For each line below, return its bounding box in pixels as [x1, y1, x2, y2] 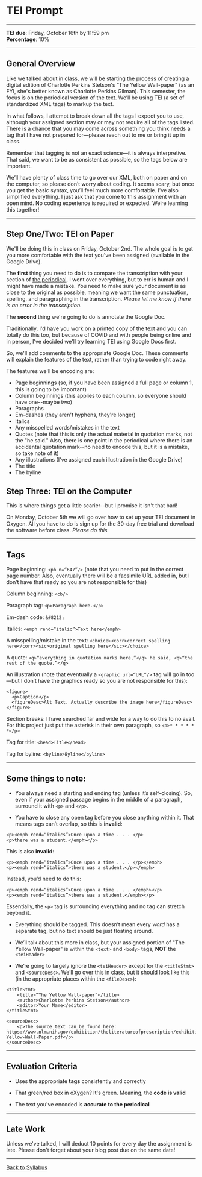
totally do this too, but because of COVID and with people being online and [6, 331, 191, 338]
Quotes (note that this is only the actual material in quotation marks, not [14, 430, 192, 438]
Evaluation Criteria [6, 1061, 78, 1072]
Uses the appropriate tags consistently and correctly [14, 1077, 146, 1085]
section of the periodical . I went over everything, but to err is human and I [6, 275, 189, 283]
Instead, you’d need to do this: [6, 875, 81, 882]
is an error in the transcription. [6, 301, 82, 309]
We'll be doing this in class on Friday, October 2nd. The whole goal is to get [6, 245, 194, 252]
